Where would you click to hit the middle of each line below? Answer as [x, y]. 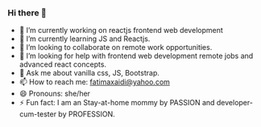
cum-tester [38, 114]
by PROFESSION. [87, 114]
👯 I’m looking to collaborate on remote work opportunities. [116, 47]
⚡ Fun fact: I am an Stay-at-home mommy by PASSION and [117, 103]
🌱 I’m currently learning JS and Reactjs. [85, 39]
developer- [234, 103]
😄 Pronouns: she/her [54, 94]
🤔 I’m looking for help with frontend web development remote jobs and [136, 56]
